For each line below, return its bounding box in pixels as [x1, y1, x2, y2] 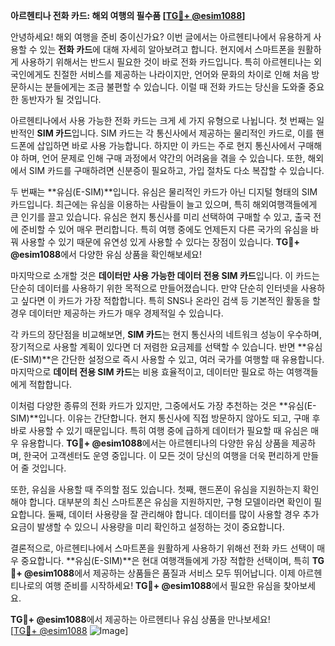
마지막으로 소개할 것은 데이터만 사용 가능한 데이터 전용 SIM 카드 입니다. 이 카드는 [10, 270, 320, 281]
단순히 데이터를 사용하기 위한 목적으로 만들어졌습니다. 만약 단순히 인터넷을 [10, 282, 299, 294]
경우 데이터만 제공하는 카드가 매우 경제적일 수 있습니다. [10, 307, 224, 319]
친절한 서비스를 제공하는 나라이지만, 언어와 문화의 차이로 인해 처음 [53, 69, 310, 80]
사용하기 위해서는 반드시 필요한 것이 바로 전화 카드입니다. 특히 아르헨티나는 [20, 56, 312, 68]
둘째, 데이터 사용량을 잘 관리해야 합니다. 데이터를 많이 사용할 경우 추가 [47, 509, 320, 520]
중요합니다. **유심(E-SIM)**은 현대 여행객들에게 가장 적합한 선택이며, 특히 [20, 555, 310, 566]
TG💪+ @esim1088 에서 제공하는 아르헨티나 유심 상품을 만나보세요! [10, 614, 271, 625]
